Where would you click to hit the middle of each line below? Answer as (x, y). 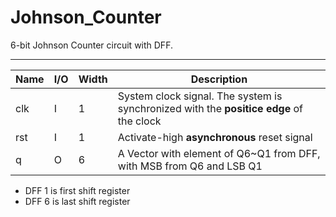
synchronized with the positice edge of (210, 108)
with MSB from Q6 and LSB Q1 (190, 166)
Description (219, 79)
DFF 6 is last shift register (77, 201)
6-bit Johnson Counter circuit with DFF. (91, 45)
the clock (139, 121)
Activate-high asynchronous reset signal (215, 137)
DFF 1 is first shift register (77, 190)
